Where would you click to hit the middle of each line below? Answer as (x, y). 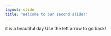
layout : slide (20, 10)
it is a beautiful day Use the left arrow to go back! (55, 28)
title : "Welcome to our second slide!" (47, 14)
